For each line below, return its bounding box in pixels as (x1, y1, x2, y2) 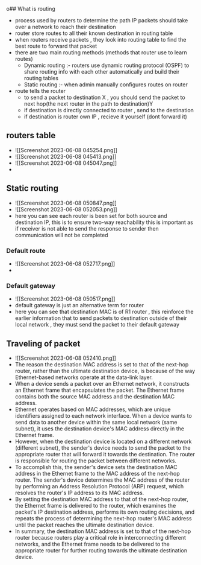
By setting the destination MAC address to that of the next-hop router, (14, 496, 188, 503)
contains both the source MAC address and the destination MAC (14, 393, 175, 400)
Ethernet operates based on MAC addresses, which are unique (14, 406, 171, 413)
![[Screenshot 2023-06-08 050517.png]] (14, 295, 116, 302)
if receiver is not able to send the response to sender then (14, 225, 159, 232)
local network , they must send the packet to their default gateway (14, 321, 179, 328)
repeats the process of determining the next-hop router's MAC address (14, 515, 192, 522)
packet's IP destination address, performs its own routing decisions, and (14, 508, 194, 516)
